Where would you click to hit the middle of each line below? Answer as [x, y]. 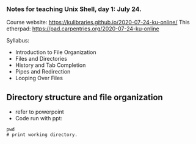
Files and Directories [41, 59]
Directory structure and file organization [85, 97]
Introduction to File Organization [56, 52]
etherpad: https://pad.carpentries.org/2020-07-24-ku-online [83, 29]
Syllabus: [18, 41]
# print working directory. [42, 135]
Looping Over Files [39, 78]
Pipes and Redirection [43, 72]
